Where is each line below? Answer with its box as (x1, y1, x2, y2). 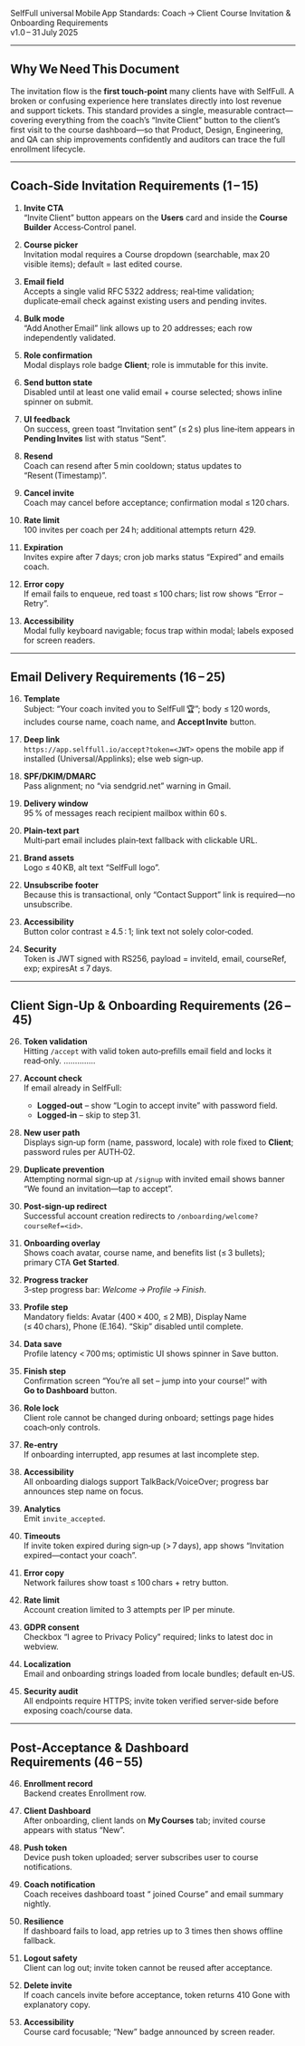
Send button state (23, 376, 93, 388)
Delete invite (23, 1980, 72, 1991)
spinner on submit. (23, 396, 94, 407)
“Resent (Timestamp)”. (23, 470, 108, 480)
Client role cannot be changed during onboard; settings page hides (23, 1412, 274, 1423)
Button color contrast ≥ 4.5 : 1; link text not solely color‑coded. (23, 926, 254, 937)
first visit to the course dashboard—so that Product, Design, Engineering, (10, 124, 283, 135)
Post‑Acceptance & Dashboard (10, 1740, 189, 1755)
